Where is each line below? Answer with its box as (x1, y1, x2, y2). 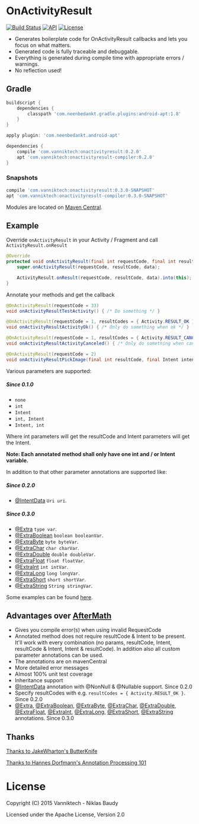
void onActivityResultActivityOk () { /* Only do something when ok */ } (6, 324, 190, 330)
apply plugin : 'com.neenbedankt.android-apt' (6, 132, 120, 139)
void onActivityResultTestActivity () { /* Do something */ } (6, 308, 161, 314)
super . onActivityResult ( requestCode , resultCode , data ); (17, 264, 161, 271)
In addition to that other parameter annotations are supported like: (6, 468, 167, 475)
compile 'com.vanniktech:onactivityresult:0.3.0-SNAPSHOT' (6, 187, 155, 193)
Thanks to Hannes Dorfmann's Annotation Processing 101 (6, 759, 147, 766)
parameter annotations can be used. (14, 651, 104, 659)
